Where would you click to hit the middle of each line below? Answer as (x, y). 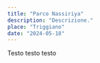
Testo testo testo (32, 53)
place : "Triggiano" (36, 27)
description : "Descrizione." (50, 20)
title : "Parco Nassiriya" (45, 14)
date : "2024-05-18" (36, 33)
